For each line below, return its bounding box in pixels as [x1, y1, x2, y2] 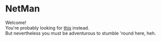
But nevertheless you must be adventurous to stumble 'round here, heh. [5, 30, 156, 36]
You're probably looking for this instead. [5, 24, 90, 30]
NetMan [5, 3, 40, 14]
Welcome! [5, 19, 26, 25]
